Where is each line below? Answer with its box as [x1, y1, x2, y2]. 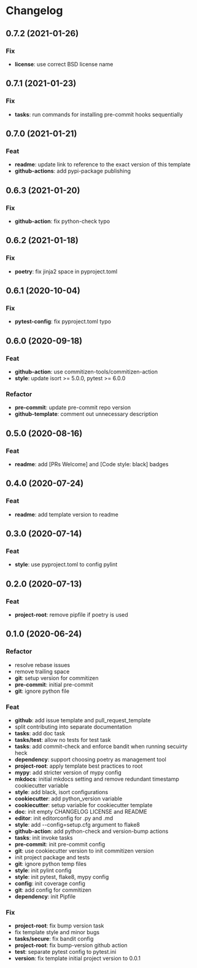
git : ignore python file [14, 687, 70, 695]
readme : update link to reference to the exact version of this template [14, 161, 191, 168]
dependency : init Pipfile [14, 893, 76, 900]
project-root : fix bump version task [14, 922, 104, 929]
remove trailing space [14, 668, 70, 675]
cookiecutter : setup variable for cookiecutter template [14, 802, 153, 809]
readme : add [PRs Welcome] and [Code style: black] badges [14, 460, 169, 467]
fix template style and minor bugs [14, 929, 99, 936]
